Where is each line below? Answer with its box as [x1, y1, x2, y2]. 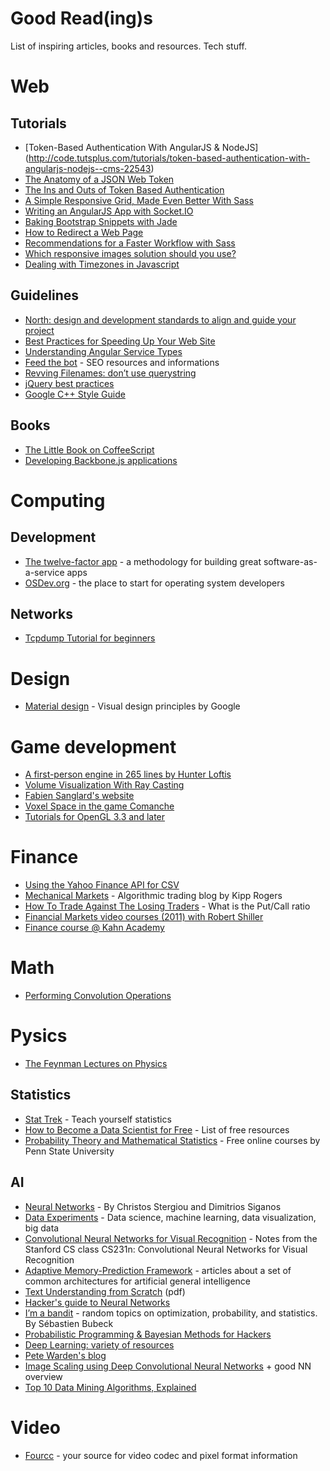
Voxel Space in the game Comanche [24, 800, 175, 812]
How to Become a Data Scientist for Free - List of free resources [24, 1123, 290, 1136]
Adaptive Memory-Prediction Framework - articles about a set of [24, 1264, 292, 1276]
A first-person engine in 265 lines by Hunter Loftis [24, 768, 232, 781]
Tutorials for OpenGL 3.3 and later [24, 811, 166, 823]
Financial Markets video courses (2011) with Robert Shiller [24, 911, 264, 923]
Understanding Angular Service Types [24, 345, 183, 357]
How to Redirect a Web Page [24, 226, 144, 238]
